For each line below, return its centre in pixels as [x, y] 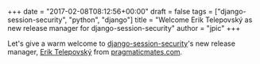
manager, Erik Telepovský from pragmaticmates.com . [95, 52]
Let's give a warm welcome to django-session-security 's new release [122, 43]
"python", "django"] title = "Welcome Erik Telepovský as [161, 20]
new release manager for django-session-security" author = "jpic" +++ [124, 28]
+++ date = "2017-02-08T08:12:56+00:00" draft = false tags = [111, 11]
